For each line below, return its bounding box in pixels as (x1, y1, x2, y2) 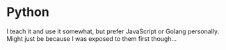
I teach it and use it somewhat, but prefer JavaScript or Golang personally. (6, 27, 220, 35)
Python (6, 4, 49, 20)
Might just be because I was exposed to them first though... (6, 34, 177, 42)
